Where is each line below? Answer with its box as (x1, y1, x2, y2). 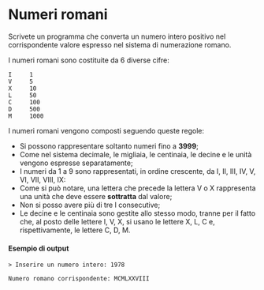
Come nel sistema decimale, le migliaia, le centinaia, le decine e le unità (19, 149, 252, 159)
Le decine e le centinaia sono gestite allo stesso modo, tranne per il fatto (19, 208, 256, 218)
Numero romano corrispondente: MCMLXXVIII (8, 275, 150, 283)
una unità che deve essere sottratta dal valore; (19, 191, 173, 201)
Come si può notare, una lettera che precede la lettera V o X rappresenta (19, 183, 256, 193)
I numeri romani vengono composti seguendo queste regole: (8, 126, 205, 135)
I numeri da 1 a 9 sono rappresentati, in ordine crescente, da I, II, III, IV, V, (19, 166, 256, 175)
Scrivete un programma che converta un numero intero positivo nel (8, 32, 226, 41)
